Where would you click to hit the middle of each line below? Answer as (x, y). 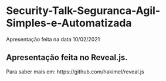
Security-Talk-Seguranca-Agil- (83, 11)
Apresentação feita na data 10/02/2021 (53, 39)
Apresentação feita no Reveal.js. (67, 57)
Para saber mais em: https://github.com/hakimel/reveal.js (75, 72)
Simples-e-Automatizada (69, 23)
